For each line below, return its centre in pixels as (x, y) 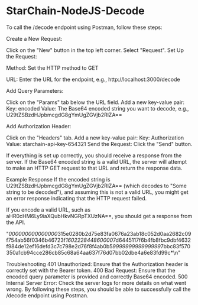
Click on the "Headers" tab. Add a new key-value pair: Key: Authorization (95, 138)
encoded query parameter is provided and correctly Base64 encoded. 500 (97, 277)
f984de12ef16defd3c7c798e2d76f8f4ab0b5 (59, 246)
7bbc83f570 (176, 246)
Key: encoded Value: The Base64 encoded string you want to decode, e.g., (98, 108)
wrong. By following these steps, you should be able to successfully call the (98, 289)
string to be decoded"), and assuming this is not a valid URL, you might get (98, 192)
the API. (16, 222)
